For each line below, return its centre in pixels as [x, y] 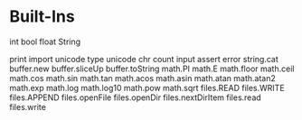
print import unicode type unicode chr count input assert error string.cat [144, 59]
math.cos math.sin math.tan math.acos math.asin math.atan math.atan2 [142, 78]
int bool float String [45, 42]
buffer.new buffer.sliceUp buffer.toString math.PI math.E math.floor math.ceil [152, 69]
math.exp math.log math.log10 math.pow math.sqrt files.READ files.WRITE [147, 88]
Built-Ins [42, 17]
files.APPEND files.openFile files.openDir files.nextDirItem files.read [136, 97]
